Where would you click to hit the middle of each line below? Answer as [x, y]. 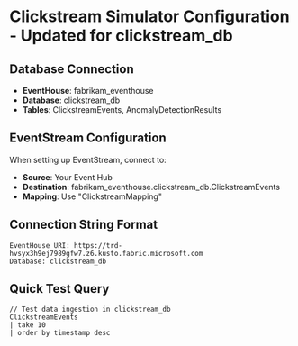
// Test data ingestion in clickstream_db [90, 310]
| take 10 [28, 325]
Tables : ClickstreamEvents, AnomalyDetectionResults [122, 109]
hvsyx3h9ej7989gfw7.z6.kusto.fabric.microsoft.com [106, 253]
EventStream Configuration [88, 138]
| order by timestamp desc [60, 333]
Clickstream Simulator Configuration [149, 17]
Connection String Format [84, 225]
